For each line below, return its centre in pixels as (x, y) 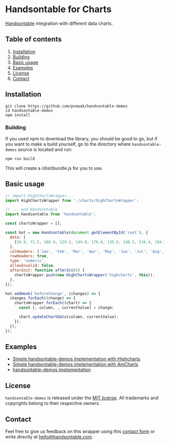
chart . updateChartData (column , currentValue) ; (69, 317)
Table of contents (33, 39)
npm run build (20, 159)
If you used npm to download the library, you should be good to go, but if (81, 138)
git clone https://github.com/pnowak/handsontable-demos (67, 106)
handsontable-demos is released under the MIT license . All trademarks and (82, 398)
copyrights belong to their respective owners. (53, 403)
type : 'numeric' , (28, 261)
